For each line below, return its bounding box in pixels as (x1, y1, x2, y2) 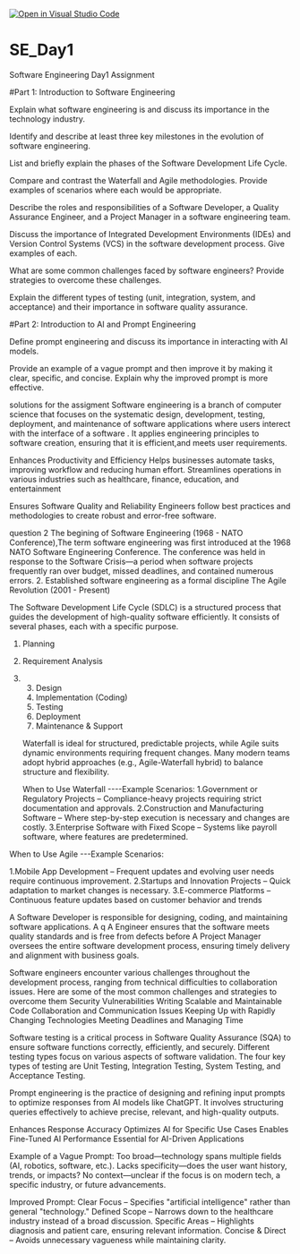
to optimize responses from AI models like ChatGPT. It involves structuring (9, 1096, 284, 1107)
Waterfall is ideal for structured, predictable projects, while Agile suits (21, 738, 279, 748)
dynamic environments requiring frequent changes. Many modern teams (21, 747, 291, 758)
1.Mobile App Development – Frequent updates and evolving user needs (9, 866, 275, 876)
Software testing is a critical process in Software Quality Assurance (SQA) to (9, 1032, 291, 1043)
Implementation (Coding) (35, 692, 128, 703)
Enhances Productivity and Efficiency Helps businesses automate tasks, (9, 455, 276, 465)
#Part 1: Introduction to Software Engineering (9, 86, 176, 98)
